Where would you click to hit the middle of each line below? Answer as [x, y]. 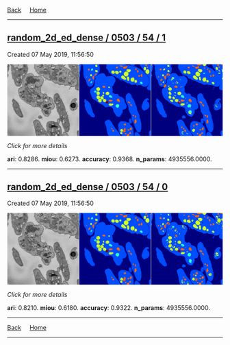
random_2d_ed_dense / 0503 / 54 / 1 [87, 38]
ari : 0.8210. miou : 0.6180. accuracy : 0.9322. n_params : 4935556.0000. [109, 308]
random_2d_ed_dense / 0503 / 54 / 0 [88, 187]
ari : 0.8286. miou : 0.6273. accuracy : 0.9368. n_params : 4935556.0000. [110, 159]
